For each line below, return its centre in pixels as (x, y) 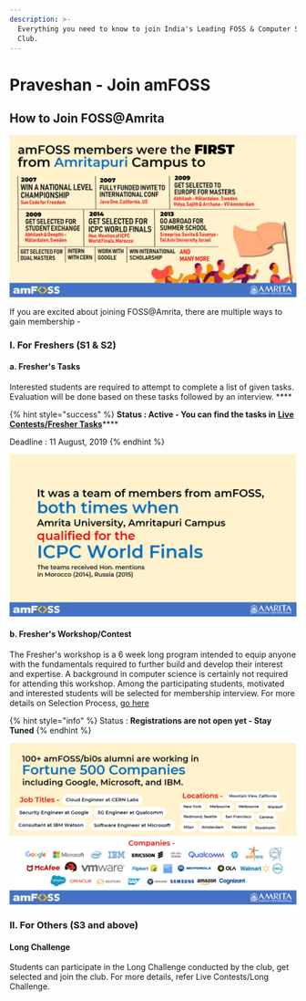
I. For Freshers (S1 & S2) (63, 345)
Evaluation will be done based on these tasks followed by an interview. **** (151, 396)
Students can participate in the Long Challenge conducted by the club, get (149, 967)
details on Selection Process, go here (80, 703)
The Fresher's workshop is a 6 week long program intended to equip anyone (153, 654)
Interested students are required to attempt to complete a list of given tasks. (152, 387)
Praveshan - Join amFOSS (110, 84)
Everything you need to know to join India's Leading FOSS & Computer (154, 29)
